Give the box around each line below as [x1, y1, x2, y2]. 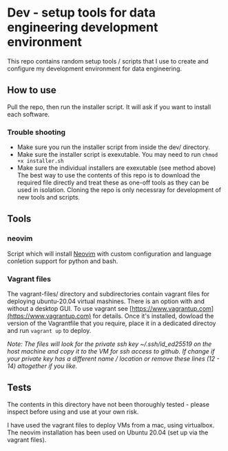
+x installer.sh [17, 157, 64, 165]
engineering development [7, 19, 158, 35]
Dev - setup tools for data [7, 5, 156, 21]
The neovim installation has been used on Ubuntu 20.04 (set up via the [7, 428, 209, 436]
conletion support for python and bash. [7, 257, 118, 265]
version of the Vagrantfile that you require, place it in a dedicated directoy [7, 319, 216, 327]
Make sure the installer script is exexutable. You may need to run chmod [17, 151, 218, 159]
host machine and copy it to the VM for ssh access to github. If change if [7, 347, 215, 356]
